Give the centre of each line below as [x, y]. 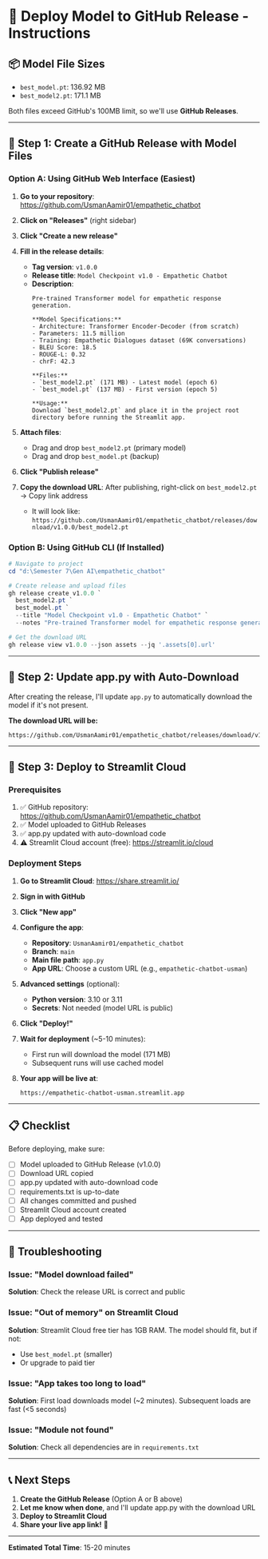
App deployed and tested [61, 1218]
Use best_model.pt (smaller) [66, 1354]
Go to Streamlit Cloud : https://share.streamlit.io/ [99, 881]
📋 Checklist [39, 1125]
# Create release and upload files [67, 586]
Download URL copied [57, 1174]
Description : [53, 284]
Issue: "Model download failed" [71, 1274]
